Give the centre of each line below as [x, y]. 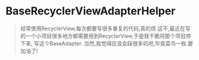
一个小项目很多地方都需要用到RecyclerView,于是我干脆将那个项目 [106, 36]
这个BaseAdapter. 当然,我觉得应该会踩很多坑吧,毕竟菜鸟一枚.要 [116, 43]
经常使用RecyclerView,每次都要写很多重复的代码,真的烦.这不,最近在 [103, 28]
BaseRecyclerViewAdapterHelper [91, 11]
